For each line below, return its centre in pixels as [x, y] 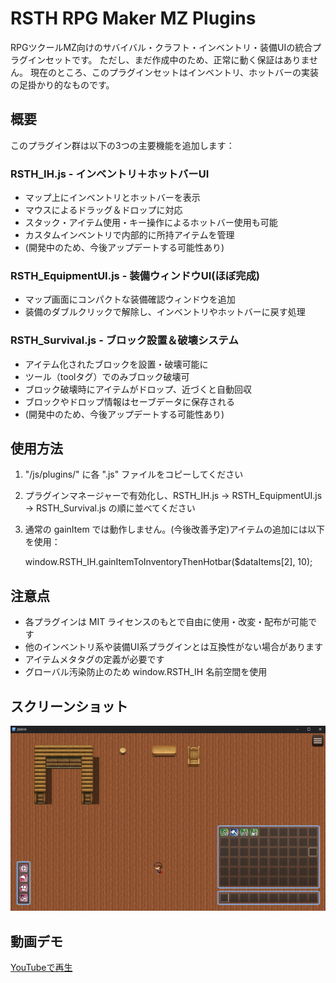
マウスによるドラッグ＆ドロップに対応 [103, 210]
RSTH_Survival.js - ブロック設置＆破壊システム [124, 340]
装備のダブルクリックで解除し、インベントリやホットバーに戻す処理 [165, 312]
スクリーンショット [69, 706]
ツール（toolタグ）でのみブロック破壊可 [107, 376]
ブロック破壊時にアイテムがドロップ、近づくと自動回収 [138, 389]
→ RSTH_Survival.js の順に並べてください [110, 508]
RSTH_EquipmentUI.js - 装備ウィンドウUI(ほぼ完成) [135, 275]
